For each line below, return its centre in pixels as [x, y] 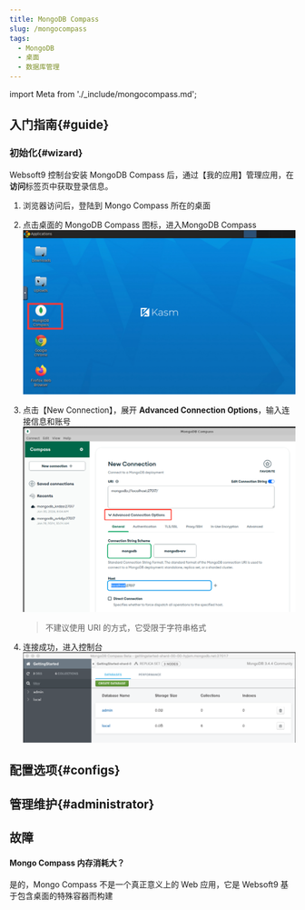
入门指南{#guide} [59, 125]
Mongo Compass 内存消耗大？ [67, 863]
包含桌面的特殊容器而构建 [65, 896]
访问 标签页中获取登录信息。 [61, 185]
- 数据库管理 [39, 67]
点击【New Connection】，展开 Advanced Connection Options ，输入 [152, 410]
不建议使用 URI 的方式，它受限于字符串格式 [126, 628]
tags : [20, 38]
